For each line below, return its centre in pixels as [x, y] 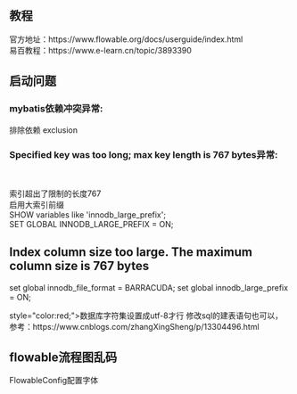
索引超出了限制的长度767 [55, 193]
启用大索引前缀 [37, 204]
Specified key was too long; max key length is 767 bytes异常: [144, 155]
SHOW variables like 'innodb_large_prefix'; [88, 214]
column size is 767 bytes [79, 266]
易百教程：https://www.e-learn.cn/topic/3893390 [100, 50]
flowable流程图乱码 [63, 357]
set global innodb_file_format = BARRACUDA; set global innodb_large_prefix [148, 287]
